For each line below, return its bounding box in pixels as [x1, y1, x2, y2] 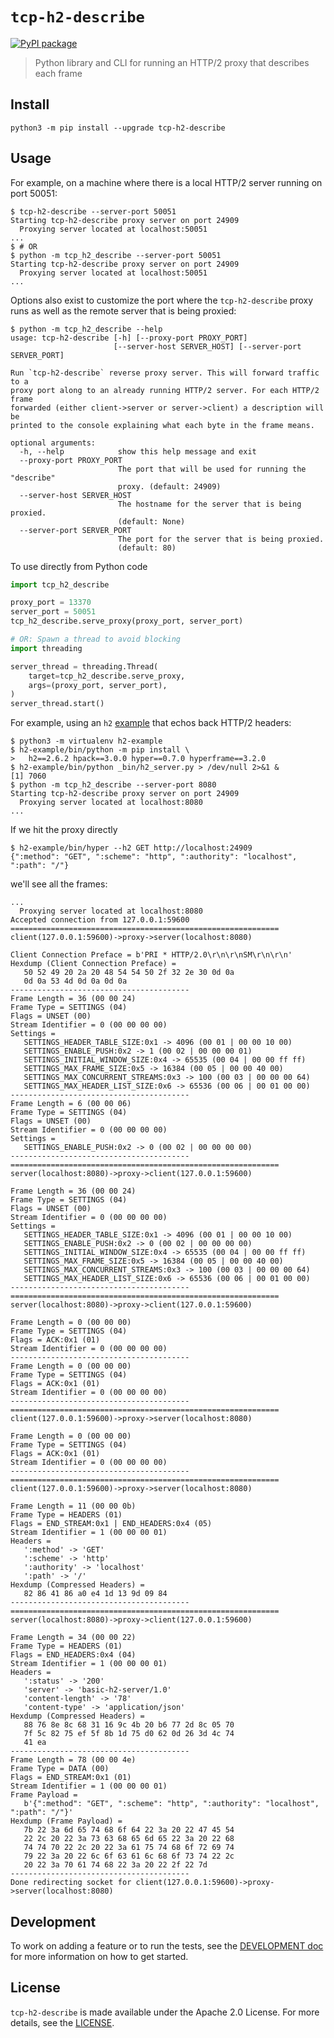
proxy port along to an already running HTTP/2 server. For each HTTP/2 [10, 385, 320, 395]
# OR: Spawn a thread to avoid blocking [10, 634, 182, 645]
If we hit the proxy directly [10, 824, 118, 836]
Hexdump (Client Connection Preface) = [10, 959, 177, 969]
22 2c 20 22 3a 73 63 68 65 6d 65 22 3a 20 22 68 [23, 1834, 235, 1844]
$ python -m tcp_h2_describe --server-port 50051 [10, 250, 222, 260]
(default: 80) [117, 543, 177, 553]
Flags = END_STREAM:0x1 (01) [10, 1773, 132, 1783]
